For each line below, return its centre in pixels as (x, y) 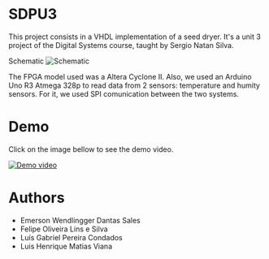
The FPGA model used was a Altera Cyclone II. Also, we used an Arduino (130, 76)
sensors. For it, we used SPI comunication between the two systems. (124, 93)
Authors (37, 198)
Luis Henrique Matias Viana (66, 246)
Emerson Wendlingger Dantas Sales (80, 220)
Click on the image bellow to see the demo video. (91, 149)
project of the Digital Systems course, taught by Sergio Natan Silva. (121, 45)
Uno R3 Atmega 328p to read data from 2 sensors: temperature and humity (134, 85)
